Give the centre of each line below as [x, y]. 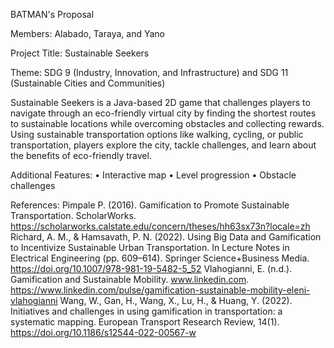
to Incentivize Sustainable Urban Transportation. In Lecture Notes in [150, 247]
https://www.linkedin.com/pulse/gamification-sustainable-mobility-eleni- [160, 290]
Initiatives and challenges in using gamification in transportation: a [146, 311]
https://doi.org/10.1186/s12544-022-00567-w [103, 332]
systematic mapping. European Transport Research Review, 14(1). [145, 322]
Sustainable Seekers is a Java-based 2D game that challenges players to [160, 102]
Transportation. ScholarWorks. [73, 215]
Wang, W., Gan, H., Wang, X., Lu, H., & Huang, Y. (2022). [176, 300]
